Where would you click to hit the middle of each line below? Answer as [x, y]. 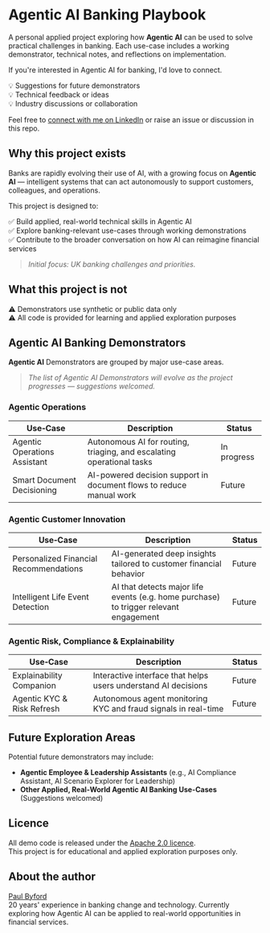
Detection [31, 607]
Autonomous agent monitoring [150, 699]
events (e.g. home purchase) [166, 596]
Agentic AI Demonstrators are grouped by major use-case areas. [116, 362]
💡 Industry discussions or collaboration [73, 103]
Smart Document [44, 479]
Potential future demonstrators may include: [81, 757]
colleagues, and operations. [54, 190]
